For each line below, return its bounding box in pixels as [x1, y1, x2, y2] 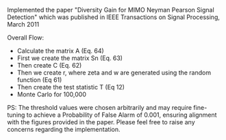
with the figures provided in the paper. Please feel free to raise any [7, 118, 195, 126]
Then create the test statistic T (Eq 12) [16, 83, 125, 91]
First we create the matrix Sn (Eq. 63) [16, 54, 123, 62]
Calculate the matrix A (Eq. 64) [16, 47, 104, 55]
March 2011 [7, 20, 40, 28]
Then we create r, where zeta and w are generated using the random [16, 68, 211, 76]
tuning [7, 111, 25, 119]
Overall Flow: [7, 33, 45, 42]
